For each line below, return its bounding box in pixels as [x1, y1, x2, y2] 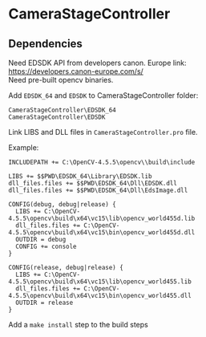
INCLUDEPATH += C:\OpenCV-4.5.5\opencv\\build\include [8, 158, 196, 166]
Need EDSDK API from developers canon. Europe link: [8, 58, 187, 67]
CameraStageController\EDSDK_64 [8, 106, 116, 114]
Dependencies [8, 37, 83, 51]
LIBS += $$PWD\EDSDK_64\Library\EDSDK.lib [8, 173, 152, 181]
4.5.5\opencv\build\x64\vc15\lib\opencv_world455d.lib [8, 214, 196, 222]
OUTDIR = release [15, 298, 74, 307]
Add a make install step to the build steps [8, 320, 148, 329]
